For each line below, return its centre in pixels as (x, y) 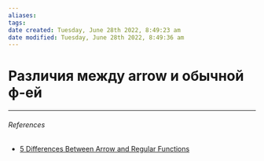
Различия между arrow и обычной (126, 76)
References (27, 124)
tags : (17, 23)
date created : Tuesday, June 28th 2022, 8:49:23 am (94, 30)
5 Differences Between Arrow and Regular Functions (104, 149)
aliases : (22, 15)
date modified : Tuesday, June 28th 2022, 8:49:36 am (96, 37)
